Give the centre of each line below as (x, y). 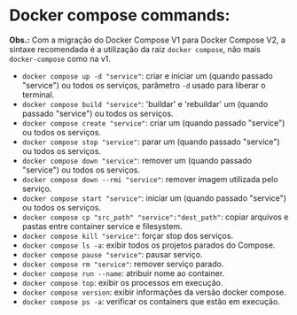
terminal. (38, 95)
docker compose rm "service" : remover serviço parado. (123, 264)
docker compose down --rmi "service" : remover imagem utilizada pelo (150, 179)
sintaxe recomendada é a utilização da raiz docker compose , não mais (135, 49)
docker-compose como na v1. (60, 58)
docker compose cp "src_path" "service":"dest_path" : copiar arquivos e (155, 217)
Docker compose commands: (120, 15)
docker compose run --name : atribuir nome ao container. (123, 273)
